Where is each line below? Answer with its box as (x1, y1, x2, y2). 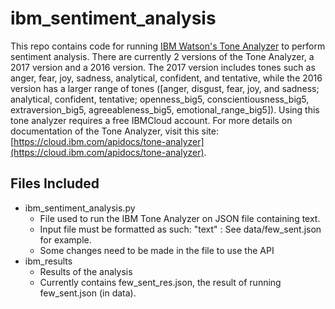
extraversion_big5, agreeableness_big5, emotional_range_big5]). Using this (10, 103, 320, 116)
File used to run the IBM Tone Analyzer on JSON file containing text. (39, 212, 321, 224)
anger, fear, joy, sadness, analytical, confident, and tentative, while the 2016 (10, 72, 323, 84)
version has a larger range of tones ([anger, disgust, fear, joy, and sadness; (10, 82, 320, 94)
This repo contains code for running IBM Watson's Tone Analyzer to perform (10, 40, 326, 52)
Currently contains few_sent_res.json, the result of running (39, 276, 282, 288)
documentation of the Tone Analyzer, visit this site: (10, 125, 219, 137)
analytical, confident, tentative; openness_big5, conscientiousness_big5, (10, 93, 310, 105)
